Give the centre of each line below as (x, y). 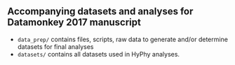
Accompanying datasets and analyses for (100, 12)
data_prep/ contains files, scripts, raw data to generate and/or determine (122, 39)
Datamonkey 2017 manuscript (74, 23)
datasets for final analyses (55, 46)
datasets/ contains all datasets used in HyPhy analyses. (99, 54)
